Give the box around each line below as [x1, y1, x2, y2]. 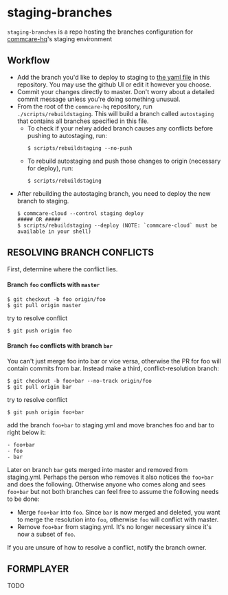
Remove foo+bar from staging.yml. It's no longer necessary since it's [16, 522, 212, 530]
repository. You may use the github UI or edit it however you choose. [16, 80, 212, 89]
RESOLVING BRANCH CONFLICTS [7, 247, 155, 258]
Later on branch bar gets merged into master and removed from [7, 465, 188, 473]
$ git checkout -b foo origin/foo [7, 295, 106, 303]
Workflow [7, 55, 50, 67]
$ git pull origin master [7, 302, 81, 308]
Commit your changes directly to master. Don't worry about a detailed [16, 87, 215, 96]
